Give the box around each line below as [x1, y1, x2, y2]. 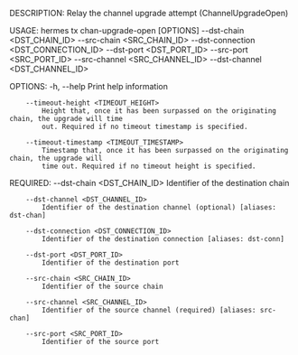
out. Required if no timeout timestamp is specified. [42, 122, 248, 131]
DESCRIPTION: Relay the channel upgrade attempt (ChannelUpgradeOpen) [9, 8, 289, 18]
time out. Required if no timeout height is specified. [42, 162, 256, 171]
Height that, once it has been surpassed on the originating [42, 107, 277, 116]
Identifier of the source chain [42, 282, 164, 291]
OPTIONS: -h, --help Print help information [9, 81, 169, 91]
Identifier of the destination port [42, 258, 180, 267]
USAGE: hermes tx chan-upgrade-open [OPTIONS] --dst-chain [9, 25, 245, 35]
